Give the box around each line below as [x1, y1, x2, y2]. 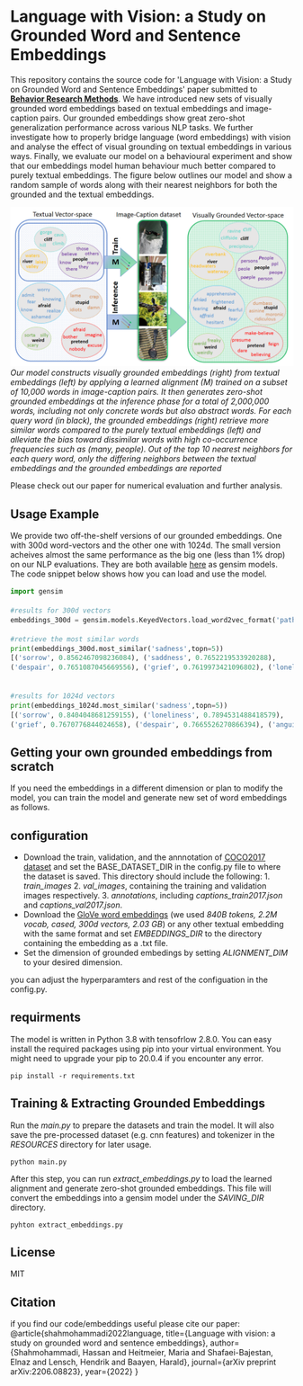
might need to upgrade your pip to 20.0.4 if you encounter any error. [10, 1052, 264, 1063]
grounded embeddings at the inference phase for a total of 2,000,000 [10, 396, 270, 407]
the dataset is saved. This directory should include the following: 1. [22, 871, 271, 881]
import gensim [10, 587, 64, 596]
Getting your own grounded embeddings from [10, 745, 273, 760]
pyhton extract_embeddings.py [10, 1221, 124, 1230]
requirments [10, 1010, 82, 1025]
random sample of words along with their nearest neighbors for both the [10, 179, 278, 190]
